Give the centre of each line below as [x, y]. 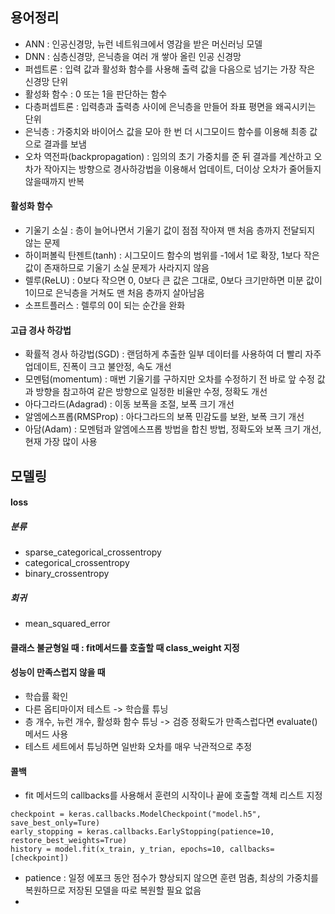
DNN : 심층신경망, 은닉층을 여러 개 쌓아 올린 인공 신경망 [133, 56]
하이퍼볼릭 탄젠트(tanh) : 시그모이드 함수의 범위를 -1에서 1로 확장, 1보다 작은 [172, 255]
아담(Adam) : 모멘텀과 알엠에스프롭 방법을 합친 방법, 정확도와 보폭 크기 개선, [173, 429]
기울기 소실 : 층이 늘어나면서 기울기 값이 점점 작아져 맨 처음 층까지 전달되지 [170, 230]
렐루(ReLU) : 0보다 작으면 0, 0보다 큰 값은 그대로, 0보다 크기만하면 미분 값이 [173, 280]
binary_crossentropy [67, 574]
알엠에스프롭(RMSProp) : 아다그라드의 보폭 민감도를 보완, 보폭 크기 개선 [164, 417]
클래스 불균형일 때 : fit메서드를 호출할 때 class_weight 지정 [125, 647]
